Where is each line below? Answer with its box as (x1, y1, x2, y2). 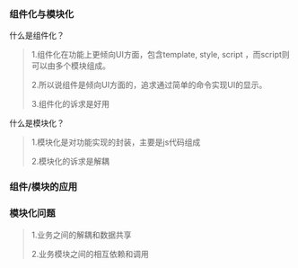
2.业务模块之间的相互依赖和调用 (31, 248, 150, 259)
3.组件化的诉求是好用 (31, 99, 110, 110)
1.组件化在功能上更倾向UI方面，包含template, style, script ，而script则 (31, 49, 290, 60)
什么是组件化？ (9, 30, 65, 41)
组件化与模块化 (9, 7, 74, 20)
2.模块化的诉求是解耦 (31, 156, 110, 167)
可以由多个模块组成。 (31, 60, 110, 71)
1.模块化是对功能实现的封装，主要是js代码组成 (31, 137, 201, 147)
